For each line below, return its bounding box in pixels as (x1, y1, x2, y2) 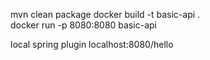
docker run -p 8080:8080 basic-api (10, 19, 157, 31)
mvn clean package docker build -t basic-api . (10, 9, 201, 20)
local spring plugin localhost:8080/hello (10, 39, 174, 50)
